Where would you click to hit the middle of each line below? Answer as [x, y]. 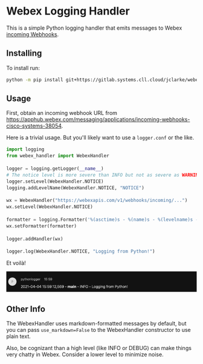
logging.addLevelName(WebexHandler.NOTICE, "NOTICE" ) [76, 188]
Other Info [26, 309]
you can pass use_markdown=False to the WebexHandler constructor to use [99, 330]
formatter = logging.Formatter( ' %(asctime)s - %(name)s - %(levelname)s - [102, 220]
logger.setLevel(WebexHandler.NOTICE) [55, 181]
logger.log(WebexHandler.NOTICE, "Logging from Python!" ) [81, 252]
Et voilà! [16, 263]
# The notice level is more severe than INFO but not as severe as [93, 175]
